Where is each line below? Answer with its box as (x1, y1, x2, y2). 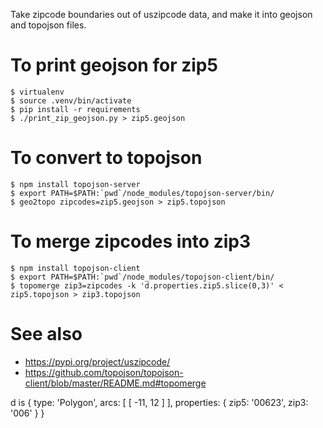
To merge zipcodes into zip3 (10, 230, 251, 253)
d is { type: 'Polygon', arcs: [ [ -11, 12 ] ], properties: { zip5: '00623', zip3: (10, 396, 309, 408)
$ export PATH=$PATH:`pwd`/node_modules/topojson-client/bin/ (10, 272, 275, 282)
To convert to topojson (10, 147, 203, 169)
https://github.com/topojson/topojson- (24, 366, 184, 378)
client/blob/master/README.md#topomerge (24, 377, 207, 389)
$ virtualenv (10, 87, 65, 97)
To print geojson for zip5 (10, 54, 218, 77)
